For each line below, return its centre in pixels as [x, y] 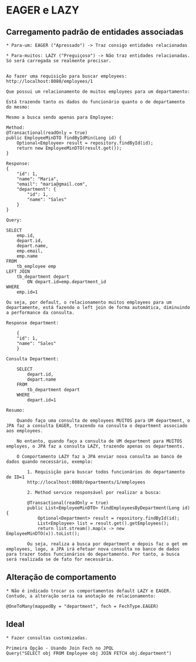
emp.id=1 [27, 292]
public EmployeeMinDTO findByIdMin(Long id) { [64, 138]
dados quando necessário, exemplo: [50, 462]
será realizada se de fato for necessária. [60, 559]
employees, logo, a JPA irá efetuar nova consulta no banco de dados [93, 549]
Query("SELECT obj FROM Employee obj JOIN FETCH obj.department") [89, 653]
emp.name [27, 256]
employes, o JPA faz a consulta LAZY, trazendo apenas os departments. [95, 446]
